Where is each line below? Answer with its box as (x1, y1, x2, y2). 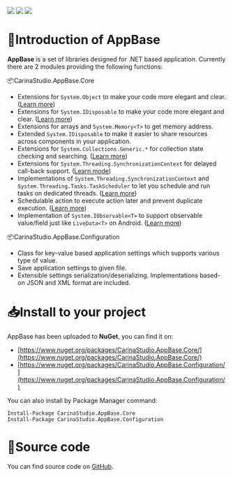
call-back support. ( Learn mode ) (17, 166, 112, 175)
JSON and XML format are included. (27, 278, 131, 286)
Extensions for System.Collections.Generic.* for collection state (17, 144, 204, 153)
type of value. (17, 256, 58, 265)
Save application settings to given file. (17, 263, 127, 272)
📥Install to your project (7, 304, 146, 321)
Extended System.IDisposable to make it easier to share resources (17, 129, 208, 138)
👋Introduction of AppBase (7, 32, 160, 48)
